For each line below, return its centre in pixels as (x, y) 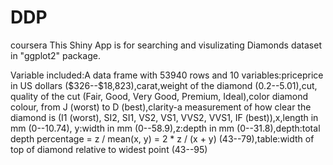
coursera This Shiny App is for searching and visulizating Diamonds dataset (166, 45)
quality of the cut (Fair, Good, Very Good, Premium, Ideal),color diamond (159, 96)
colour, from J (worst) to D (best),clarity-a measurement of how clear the (161, 107)
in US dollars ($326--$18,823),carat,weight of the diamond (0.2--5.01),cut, (164, 85)
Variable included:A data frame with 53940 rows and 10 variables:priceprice (167, 75)
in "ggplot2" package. (55, 55)
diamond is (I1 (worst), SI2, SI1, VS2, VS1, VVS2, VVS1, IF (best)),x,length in (164, 117)
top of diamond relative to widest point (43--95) (109, 149)
